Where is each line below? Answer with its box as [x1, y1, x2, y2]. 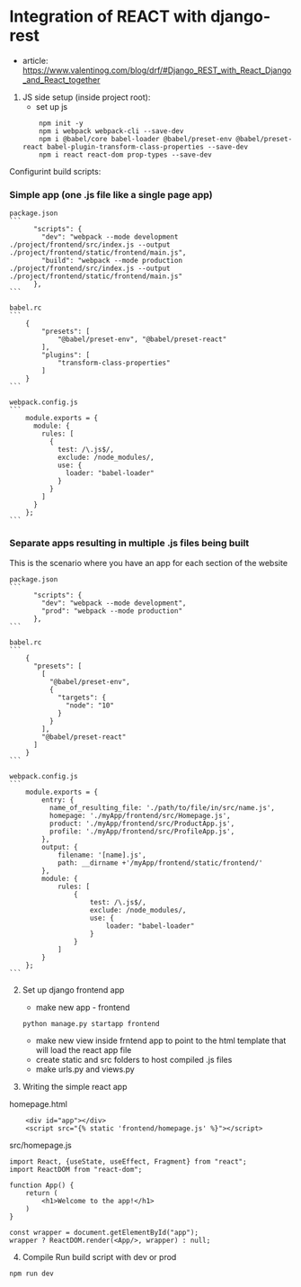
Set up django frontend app [22, 984, 125, 995]
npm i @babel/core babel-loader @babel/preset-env [39, 134, 233, 143]
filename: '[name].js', [57, 850, 146, 859]
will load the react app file [35, 1044, 132, 1055]
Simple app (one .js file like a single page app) [9, 188, 213, 201]
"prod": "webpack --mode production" [41, 606, 182, 616]
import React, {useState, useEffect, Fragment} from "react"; [9, 1156, 247, 1166]
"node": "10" [66, 700, 115, 710]
